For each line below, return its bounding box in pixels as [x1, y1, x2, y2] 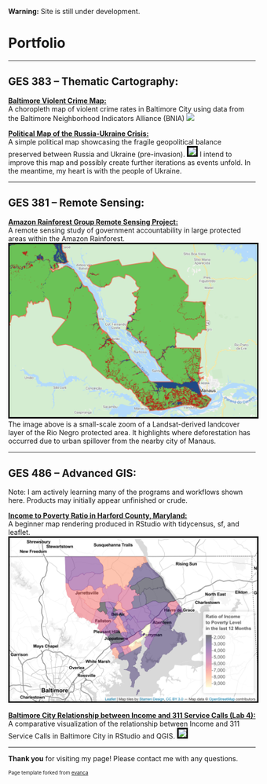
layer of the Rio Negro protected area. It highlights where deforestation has [8, 428, 251, 438]
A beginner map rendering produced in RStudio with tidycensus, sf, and [8, 519, 240, 529]
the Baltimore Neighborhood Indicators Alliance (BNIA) [8, 113, 185, 123]
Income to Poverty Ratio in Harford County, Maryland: [8, 511, 188, 521]
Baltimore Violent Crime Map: [8, 96, 107, 105]
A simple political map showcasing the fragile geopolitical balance [8, 137, 222, 146]
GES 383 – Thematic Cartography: [8, 75, 179, 89]
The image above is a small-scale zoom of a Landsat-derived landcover [8, 419, 240, 429]
